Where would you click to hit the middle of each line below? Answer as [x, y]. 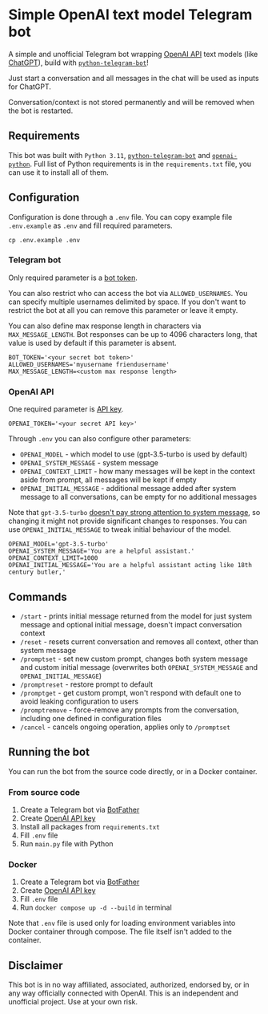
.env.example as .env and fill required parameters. [91, 225]
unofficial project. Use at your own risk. [73, 1002]
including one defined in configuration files [90, 718]
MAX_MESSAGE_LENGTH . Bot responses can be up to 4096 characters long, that [133, 334]
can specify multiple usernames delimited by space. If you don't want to [127, 302]
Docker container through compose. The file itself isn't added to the [120, 931]
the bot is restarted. [41, 111]
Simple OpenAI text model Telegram [130, 15]
